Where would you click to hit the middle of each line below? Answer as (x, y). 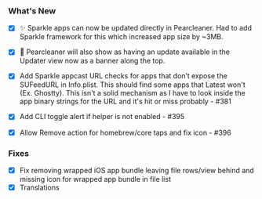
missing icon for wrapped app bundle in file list (95, 179)
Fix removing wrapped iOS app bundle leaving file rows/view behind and (137, 170)
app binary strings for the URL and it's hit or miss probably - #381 (125, 101)
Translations (40, 187)
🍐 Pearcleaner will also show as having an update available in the (124, 52)
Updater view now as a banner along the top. (92, 61)
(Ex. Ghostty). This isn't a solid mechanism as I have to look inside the (132, 93)
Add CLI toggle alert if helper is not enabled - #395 (102, 117)
